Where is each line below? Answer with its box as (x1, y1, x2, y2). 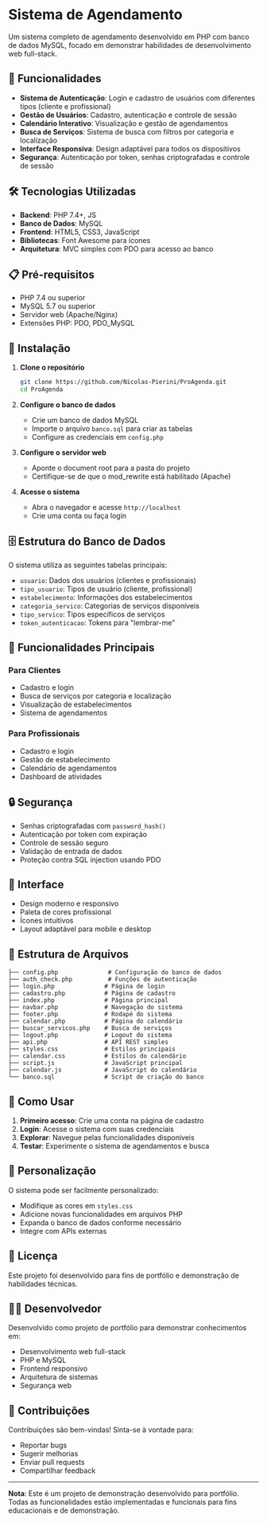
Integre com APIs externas (19, 1226, 107, 1235)
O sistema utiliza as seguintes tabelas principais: (8, 560, 168, 570)
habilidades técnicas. (8, 1278, 78, 1288)
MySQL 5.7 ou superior (19, 301, 96, 311)
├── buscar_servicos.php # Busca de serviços (8, 1024, 172, 1032)
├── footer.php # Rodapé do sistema (8, 1010, 172, 1019)
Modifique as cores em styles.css (19, 1200, 133, 1210)
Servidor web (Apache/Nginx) (19, 310, 118, 319)
